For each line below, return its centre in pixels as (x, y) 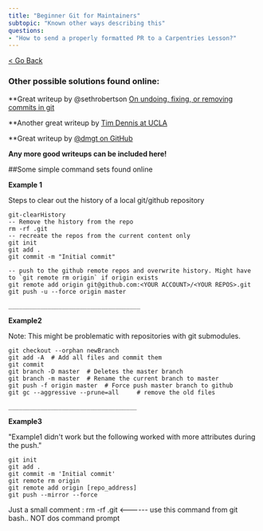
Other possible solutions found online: (84, 81)
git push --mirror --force (53, 495)
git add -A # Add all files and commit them (85, 357)
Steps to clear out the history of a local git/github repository (106, 200)
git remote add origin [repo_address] (73, 488)
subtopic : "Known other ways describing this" (87, 23)
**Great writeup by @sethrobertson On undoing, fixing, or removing (121, 99)
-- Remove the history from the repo (71, 222)
